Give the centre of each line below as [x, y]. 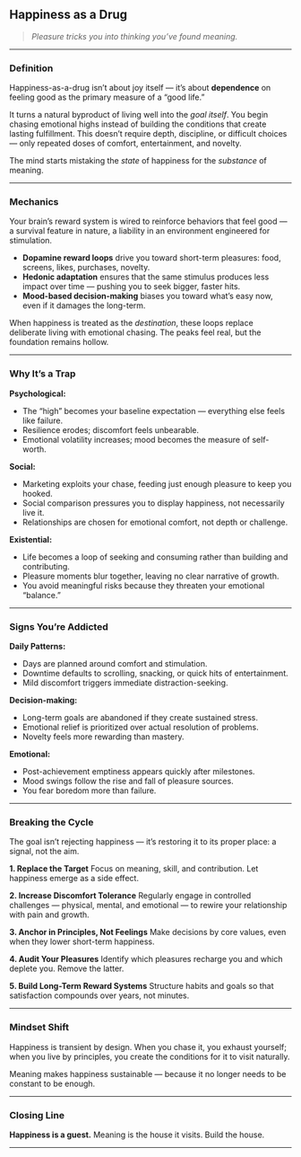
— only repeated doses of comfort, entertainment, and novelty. [125, 144]
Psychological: [38, 393]
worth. [34, 449]
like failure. [43, 420]
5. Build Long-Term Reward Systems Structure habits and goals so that [142, 986]
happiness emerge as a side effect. [74, 879]
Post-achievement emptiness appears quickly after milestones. [138, 771]
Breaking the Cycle [52, 822]
